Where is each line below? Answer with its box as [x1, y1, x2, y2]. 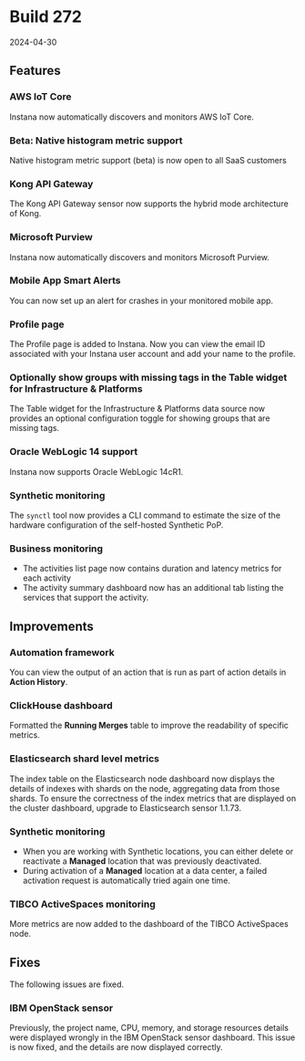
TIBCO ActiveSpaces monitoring [9, 898, 157, 910]
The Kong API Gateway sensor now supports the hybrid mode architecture [9, 198, 289, 209]
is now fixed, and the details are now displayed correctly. [9, 1042, 223, 1053]
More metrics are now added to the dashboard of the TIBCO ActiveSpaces [9, 919, 289, 930]
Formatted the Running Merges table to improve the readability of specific [9, 720, 290, 731]
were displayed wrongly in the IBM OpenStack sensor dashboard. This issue [9, 1032, 296, 1043]
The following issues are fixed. [9, 979, 125, 990]
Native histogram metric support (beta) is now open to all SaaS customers [9, 154, 287, 165]
